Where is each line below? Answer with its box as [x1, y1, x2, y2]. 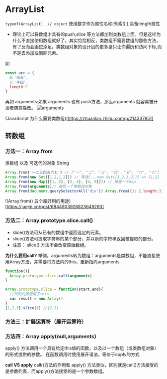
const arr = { [5, 70, 35, 75]
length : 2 [9, 84, 28, 89]
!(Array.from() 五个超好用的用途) [5, 198, 71, 204]
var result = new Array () [9, 296, 64, 301]
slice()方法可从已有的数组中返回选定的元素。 [12, 229, 104, 235]
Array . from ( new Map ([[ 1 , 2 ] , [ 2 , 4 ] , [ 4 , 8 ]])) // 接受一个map [5, 179, 136, 184]
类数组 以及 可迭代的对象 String [5, 160, 70, 166]
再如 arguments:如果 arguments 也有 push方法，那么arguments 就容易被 [5, 99, 154, 105]
